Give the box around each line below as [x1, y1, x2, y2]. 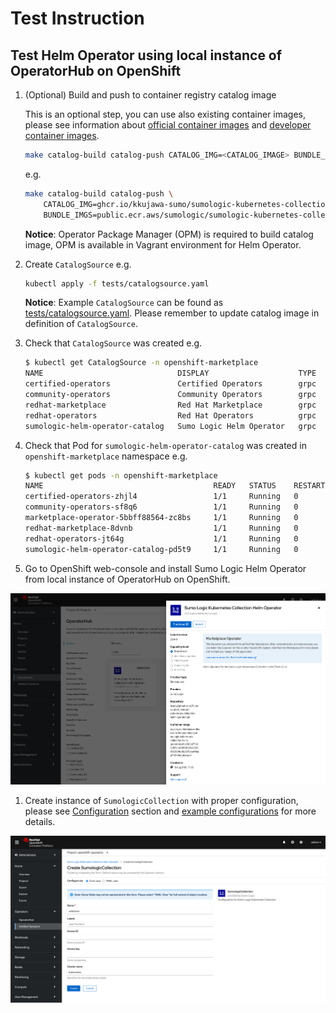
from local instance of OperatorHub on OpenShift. [24, 573, 231, 585]
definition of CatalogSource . [24, 318, 138, 330]
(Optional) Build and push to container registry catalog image [24, 89, 277, 101]
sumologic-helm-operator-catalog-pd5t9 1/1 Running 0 [24, 544, 299, 554]
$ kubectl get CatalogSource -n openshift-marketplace [24, 358, 259, 368]
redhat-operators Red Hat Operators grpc [24, 410, 317, 421]
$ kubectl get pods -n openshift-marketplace [24, 470, 218, 481]
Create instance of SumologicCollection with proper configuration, [24, 795, 299, 807]
